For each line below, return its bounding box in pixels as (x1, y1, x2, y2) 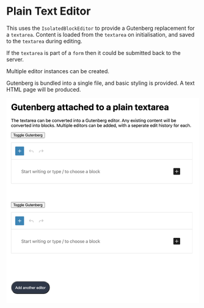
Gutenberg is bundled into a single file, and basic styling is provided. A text (6, 79, 195, 87)
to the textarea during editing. (6, 37, 82, 45)
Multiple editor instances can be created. (6, 67, 110, 74)
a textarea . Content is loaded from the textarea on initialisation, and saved (6, 30, 195, 38)
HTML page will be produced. (6, 85, 81, 93)
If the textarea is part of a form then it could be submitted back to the (6, 49, 181, 56)
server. (6, 56, 24, 63)
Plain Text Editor (6, 4, 91, 18)
